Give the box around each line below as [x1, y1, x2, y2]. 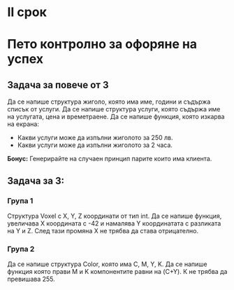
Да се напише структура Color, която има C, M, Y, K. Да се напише [7, 260, 207, 268]
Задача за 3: [7, 174, 65, 186]
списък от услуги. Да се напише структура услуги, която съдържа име [7, 105, 221, 113]
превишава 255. [7, 275, 56, 284]
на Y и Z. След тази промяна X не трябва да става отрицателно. [7, 226, 199, 235]
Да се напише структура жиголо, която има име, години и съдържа [7, 97, 211, 106]
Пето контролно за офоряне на [7, 36, 198, 53]
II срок [7, 4, 47, 20]
